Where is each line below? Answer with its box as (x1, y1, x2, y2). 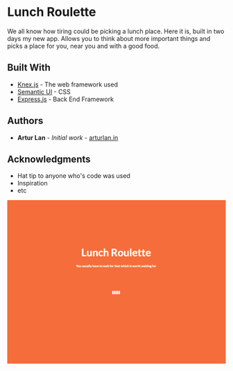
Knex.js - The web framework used (17, 80, 118, 89)
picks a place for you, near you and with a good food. (7, 42, 160, 50)
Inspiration (17, 179, 48, 188)
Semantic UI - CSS (17, 87, 71, 96)
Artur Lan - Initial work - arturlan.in (17, 133, 119, 142)
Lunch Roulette (7, 4, 96, 20)
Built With (7, 62, 51, 73)
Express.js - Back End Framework (17, 95, 114, 103)
